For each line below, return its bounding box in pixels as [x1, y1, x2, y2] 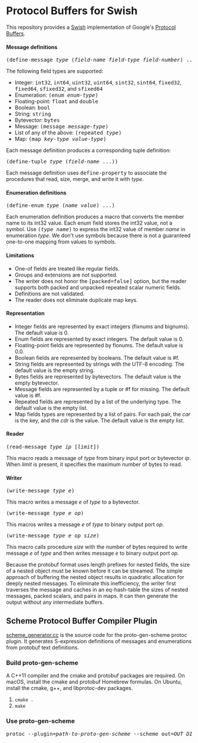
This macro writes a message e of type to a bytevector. [6, 498, 140, 505]
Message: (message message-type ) [14, 123, 109, 130]
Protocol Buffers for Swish [6, 4, 138, 18]
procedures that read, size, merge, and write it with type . [6, 176, 144, 183]
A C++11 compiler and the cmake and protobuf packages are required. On [6, 672, 186, 679]
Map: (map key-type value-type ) [14, 136, 107, 143]
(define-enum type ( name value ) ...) [6, 202, 115, 209]
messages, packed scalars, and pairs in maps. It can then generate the [6, 593, 178, 600]
